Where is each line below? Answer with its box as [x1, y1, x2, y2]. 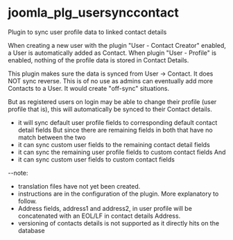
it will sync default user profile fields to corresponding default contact [17, 118, 218, 126]
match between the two [17, 133, 86, 142]
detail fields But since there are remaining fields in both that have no [17, 126, 214, 134]
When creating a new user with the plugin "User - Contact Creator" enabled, [8, 41, 226, 49]
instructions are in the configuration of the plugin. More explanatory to [17, 189, 219, 198]
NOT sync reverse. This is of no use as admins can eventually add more [8, 76, 214, 85]
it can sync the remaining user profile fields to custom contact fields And [17, 148, 226, 156]
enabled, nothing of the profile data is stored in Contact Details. [8, 55, 189, 64]
